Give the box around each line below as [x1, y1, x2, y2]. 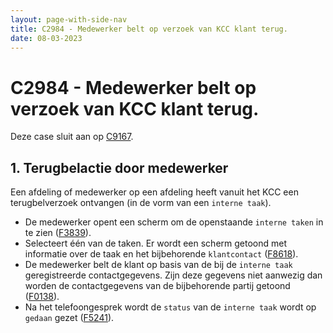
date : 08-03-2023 [10, 33, 83, 43]
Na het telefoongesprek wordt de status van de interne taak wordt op [24, 301, 317, 313]
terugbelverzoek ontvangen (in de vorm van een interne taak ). [10, 197, 272, 209]
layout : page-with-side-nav [10, 14, 128, 25]
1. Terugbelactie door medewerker [10, 159, 229, 176]
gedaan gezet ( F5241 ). [24, 312, 115, 324]
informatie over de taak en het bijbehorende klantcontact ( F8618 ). [24, 248, 299, 260]
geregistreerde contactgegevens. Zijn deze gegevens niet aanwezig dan [24, 269, 323, 281]
